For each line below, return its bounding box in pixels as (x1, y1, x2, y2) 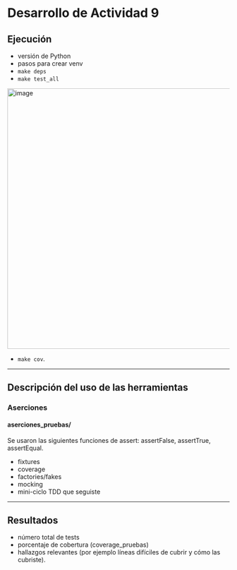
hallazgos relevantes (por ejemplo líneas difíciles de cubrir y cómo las (17, 548, 221, 557)
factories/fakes (17, 472, 62, 481)
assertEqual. (7, 444, 44, 452)
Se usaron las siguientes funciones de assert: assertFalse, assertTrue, (7, 436, 211, 444)
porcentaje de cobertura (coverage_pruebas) (17, 540, 150, 549)
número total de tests (17, 533, 80, 542)
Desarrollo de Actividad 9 (7, 5, 159, 21)
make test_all (17, 76, 59, 83)
